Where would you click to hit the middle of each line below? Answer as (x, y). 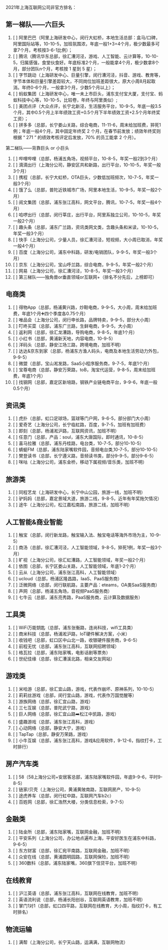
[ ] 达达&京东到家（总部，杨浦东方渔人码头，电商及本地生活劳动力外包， (87, 351)
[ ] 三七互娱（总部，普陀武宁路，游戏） (53, 708)
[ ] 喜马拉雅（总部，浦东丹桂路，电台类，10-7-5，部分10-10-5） (78, 444)
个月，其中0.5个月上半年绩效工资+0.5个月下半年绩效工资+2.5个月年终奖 (86, 112)
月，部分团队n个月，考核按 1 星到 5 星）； (55, 68)
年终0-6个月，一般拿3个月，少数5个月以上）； (69, 87)
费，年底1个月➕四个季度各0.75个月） (51, 313)
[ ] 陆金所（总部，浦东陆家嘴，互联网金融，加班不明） (68, 832)
